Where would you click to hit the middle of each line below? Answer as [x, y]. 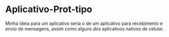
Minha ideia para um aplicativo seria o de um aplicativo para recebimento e [84, 23]
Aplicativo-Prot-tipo [49, 9]
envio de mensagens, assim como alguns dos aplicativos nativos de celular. [85, 28]
